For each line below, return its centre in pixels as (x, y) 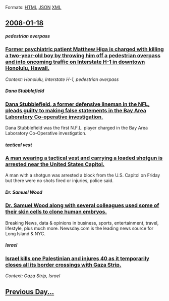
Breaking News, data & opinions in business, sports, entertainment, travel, (82, 223)
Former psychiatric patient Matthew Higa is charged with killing (84, 49)
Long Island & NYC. (25, 233)
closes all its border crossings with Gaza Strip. (63, 265)
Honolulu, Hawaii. (27, 68)
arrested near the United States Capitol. (55, 164)
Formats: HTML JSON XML (33, 7)
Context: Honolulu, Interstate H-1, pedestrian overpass (62, 79)
